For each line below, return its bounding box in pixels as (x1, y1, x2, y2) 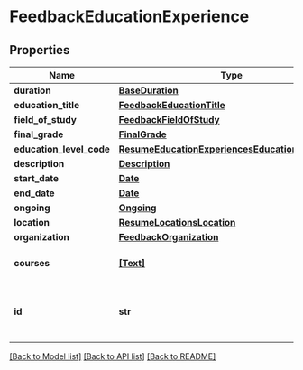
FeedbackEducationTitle (118, 99, 225, 111)
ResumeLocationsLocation (118, 217, 236, 228)
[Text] (118, 257, 146, 269)
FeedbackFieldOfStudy (118, 114, 220, 125)
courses (14, 257, 50, 269)
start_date (14, 172, 60, 184)
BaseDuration (118, 84, 179, 97)
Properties (9, 42, 70, 58)
